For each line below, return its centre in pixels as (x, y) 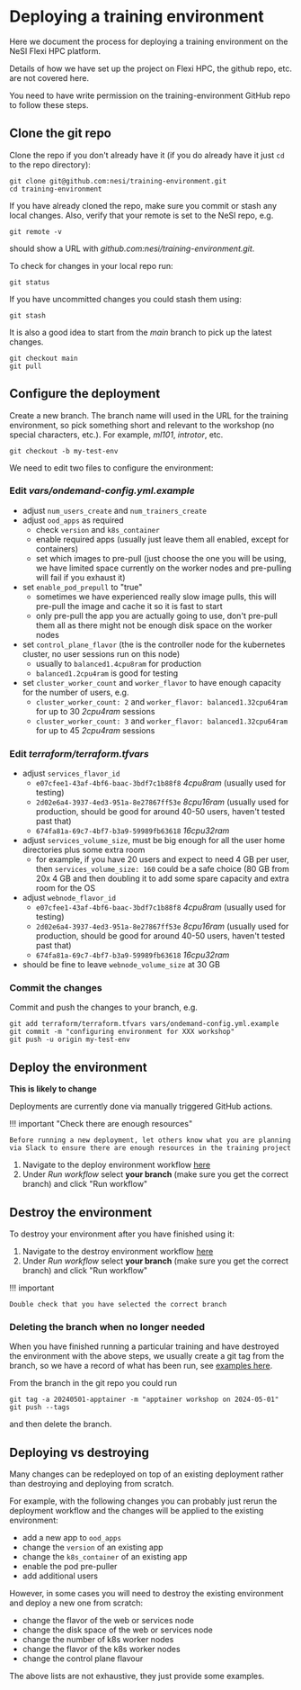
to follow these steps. (49, 104)
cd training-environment (56, 189)
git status (30, 282)
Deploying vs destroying (80, 1452)
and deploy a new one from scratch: (76, 1603)
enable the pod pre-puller (70, 1567)
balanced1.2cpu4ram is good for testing (107, 673)
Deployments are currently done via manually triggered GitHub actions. (141, 1106)
